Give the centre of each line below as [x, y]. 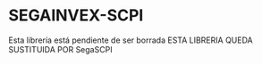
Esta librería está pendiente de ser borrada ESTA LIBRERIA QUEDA [131, 40]
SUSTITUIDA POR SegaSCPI [60, 49]
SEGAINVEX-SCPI [76, 16]
